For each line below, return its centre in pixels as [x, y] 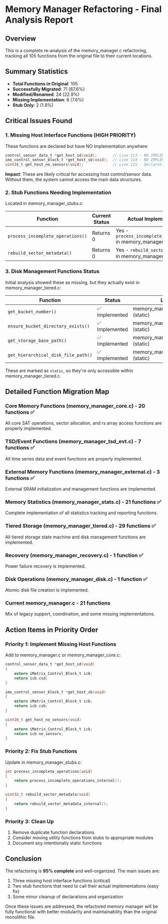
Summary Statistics [37, 72]
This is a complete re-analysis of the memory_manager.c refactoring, [76, 50]
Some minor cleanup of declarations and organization [68, 896]
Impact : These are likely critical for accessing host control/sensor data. [79, 174]
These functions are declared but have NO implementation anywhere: [77, 146]
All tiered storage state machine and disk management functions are [75, 537]
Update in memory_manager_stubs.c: [43, 762]
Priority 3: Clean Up [29, 821]
